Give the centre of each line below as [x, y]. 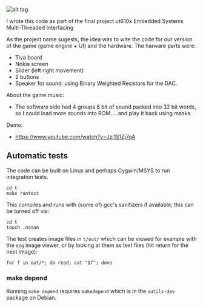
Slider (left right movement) [49, 70]
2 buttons [27, 77]
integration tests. [27, 177]
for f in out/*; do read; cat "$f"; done [59, 263]
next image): [22, 251]
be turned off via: [28, 211]
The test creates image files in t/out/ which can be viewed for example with [101, 238]
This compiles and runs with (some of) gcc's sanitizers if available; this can [100, 204]
